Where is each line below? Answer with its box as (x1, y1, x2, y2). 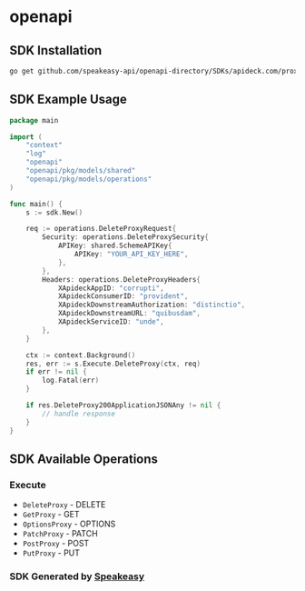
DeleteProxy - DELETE (22, 499, 106, 510)
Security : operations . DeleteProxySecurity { (42, 233, 209, 242)
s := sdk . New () (25, 207, 84, 217)
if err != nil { (25, 367, 88, 376)
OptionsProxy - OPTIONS (22, 518, 116, 529)
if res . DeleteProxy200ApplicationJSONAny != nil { (25, 401, 221, 410)
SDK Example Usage (9, 92, 127, 107)
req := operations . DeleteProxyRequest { (25, 225, 177, 234)
